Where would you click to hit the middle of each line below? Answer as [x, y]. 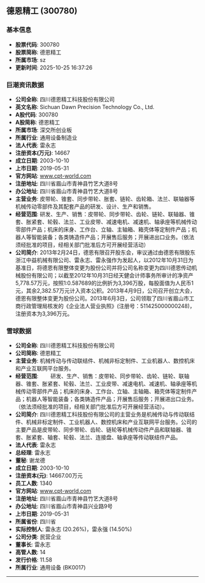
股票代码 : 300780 [37, 44]
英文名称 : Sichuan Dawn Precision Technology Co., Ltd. [85, 107]
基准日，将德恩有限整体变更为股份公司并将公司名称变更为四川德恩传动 [103, 268]
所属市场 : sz [30, 59]
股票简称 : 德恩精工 [38, 52]
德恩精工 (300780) [42, 11]
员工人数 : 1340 [34, 483]
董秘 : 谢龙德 [30, 461]
